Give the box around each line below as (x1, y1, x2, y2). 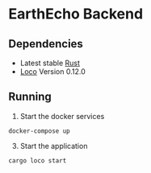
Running (8, 90, 52, 104)
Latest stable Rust (19, 58, 81, 68)
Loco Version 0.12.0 (19, 67, 86, 76)
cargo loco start (8, 156, 67, 165)
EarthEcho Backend (8, 5, 144, 23)
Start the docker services (19, 111, 105, 121)
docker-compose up (8, 126, 70, 135)
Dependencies (8, 37, 83, 51)
